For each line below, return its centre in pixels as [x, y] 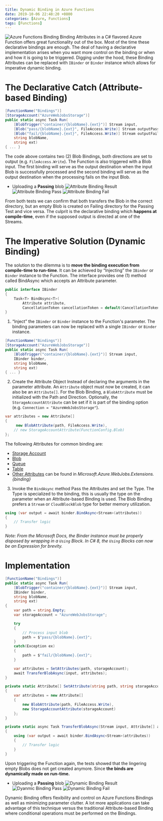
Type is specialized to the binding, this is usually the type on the [76, 494]
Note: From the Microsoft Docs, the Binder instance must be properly [74, 536]
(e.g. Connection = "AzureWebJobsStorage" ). [56, 408]
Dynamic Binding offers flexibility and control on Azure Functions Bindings [79, 798]
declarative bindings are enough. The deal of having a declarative [71, 47]
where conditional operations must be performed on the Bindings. [71, 813]
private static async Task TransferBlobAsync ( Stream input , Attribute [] [80, 727]
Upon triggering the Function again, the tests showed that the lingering [76, 763]
